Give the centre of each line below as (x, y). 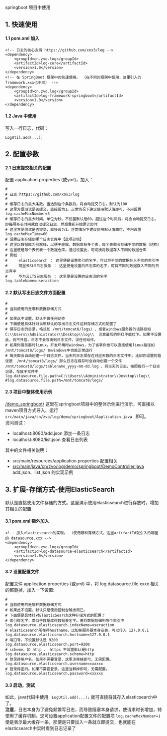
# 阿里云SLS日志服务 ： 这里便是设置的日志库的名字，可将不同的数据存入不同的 (80, 266)
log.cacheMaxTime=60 (27, 234)
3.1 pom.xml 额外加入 (27, 521)
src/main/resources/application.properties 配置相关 (65, 460)
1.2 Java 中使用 (21, 116)
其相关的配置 (18, 509)
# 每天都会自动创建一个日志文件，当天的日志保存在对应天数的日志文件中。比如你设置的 (81, 356)
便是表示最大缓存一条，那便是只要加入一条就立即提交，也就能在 (70, 722)
